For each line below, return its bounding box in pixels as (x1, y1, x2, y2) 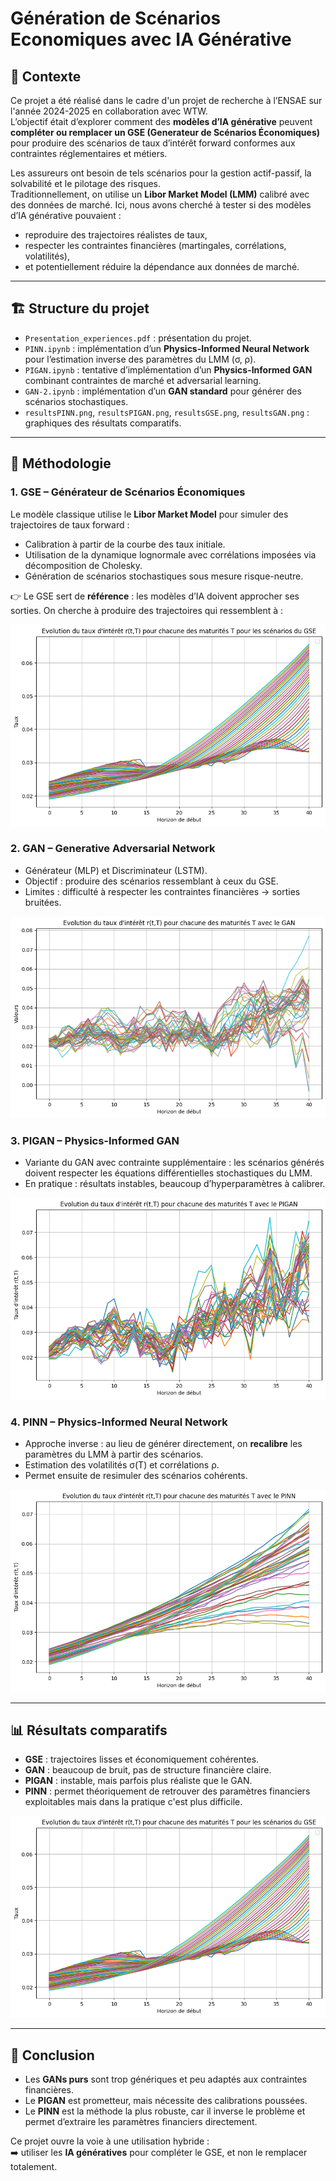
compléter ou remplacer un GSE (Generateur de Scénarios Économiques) (10, 127, 321, 138)
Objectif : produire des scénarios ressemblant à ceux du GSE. (24, 875, 279, 887)
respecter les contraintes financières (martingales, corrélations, (24, 240, 287, 251)
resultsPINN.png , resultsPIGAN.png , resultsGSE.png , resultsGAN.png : (24, 406, 310, 418)
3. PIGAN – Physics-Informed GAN (10, 1133, 180, 1147)
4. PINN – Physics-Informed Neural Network (10, 1415, 228, 1429)
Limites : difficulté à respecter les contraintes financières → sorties (24, 885, 301, 897)
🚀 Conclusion (10, 2047, 95, 2064)
